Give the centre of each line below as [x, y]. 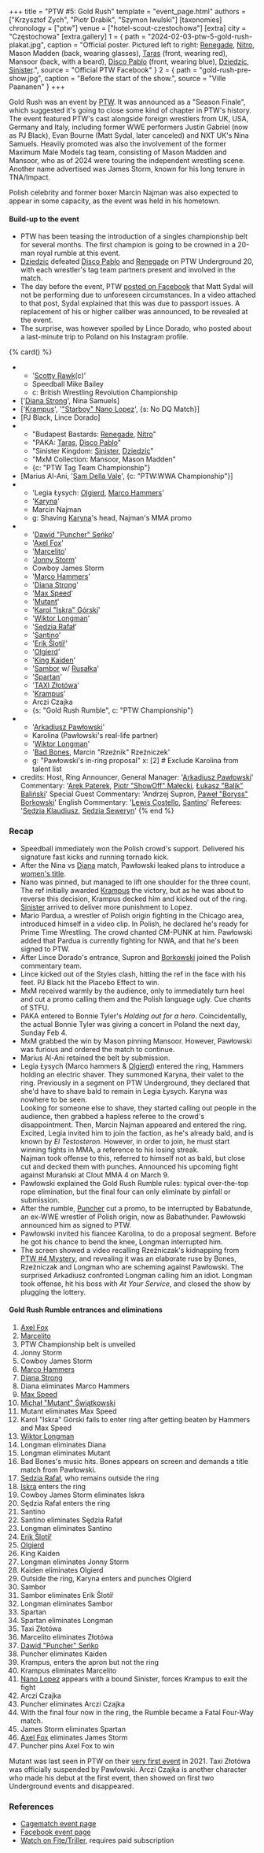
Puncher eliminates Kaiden [64, 1654]
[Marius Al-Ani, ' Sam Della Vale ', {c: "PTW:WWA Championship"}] [126, 476]
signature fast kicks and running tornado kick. [95, 857]
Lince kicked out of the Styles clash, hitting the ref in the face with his [133, 974]
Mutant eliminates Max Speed [68, 1411]
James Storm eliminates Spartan [73, 1729]
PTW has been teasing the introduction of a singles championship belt [134, 236]
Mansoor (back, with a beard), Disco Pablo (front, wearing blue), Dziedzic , [129, 61]
